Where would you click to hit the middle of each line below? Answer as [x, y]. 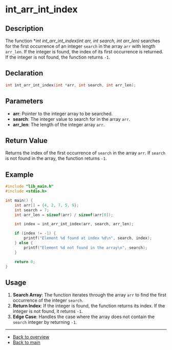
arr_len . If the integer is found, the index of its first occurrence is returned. [84, 52]
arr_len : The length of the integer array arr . [59, 124]
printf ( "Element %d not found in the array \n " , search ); [85, 248]
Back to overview [31, 337]
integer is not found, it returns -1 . [48, 311]
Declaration [24, 73]
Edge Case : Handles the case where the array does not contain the [84, 317]
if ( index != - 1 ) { [35, 233]
